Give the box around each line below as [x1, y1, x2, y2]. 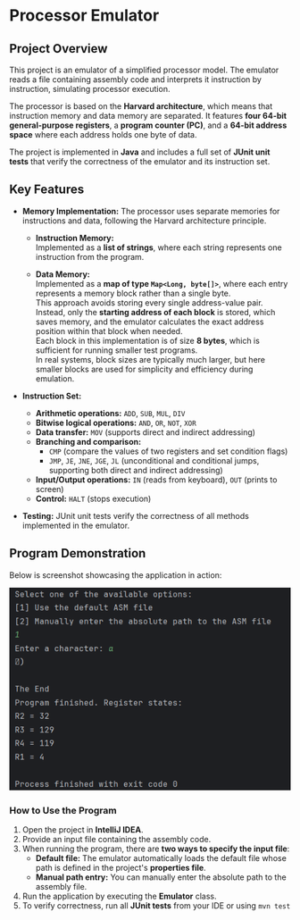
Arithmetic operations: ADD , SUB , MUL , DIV [35, 407, 186, 418]
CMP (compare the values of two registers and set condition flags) [48, 446, 288, 456]
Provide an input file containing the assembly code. [21, 834, 212, 845]
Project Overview [9, 41, 108, 56]
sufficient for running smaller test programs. [35, 345, 198, 355]
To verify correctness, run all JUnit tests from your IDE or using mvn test [21, 900, 291, 911]
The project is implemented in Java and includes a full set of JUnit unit [9, 146, 271, 157]
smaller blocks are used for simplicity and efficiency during [35, 364, 254, 374]
